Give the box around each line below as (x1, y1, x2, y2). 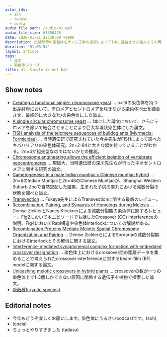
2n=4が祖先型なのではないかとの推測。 (21, 148, 102, 154)
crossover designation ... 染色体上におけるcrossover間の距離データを (12, 249, 155, 255)
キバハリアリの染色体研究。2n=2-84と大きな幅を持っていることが (12, 142, 148, 148)
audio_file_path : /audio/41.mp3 (5, 26, 72, 31)
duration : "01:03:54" (5, 44, 50, 49)
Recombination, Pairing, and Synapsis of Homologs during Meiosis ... (12, 202, 154, 208)
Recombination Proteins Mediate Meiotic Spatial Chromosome (12, 226, 140, 232)
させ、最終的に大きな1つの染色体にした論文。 (12, 112, 106, 118)
